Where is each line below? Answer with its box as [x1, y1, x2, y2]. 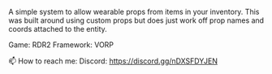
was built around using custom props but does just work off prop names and [8, 15, 265, 25]
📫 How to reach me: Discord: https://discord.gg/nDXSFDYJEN [8, 56, 218, 66]
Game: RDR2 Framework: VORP [8, 40, 114, 50]
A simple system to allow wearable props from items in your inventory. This [8, 7, 260, 16]
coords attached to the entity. [8, 24, 107, 33]
